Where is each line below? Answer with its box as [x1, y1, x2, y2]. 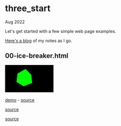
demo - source [5, 97, 35, 103]
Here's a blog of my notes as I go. [5, 37, 73, 44]
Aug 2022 [5, 19, 25, 25]
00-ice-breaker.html [5, 52, 69, 60]
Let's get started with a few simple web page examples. [5, 28, 116, 34]
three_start [5, 3, 51, 14]
